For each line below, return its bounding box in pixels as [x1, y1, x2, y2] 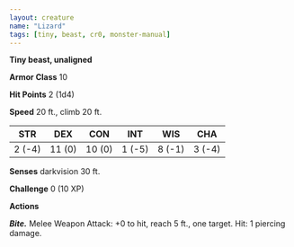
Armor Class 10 [9, 72, 68, 83]
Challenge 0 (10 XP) [9, 183, 85, 194]
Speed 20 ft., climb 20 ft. [9, 107, 102, 118]
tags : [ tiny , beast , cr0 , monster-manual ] [9, 30, 171, 39]
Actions [9, 201, 40, 212]
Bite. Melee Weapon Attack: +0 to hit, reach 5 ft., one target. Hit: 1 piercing [9, 218, 286, 229]
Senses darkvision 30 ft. [9, 166, 101, 177]
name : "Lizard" [9, 22, 67, 31]
